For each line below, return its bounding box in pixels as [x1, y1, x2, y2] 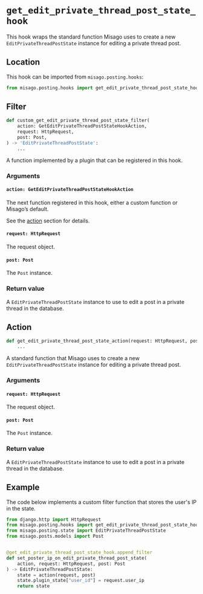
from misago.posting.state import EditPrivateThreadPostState [6, 528, 166, 534]
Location [6, 57, 40, 68]
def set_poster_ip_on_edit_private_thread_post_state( [6, 555, 147, 561]
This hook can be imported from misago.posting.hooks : [6, 73, 144, 80]
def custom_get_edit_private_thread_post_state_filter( [6, 117, 150, 124]
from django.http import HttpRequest [6, 516, 101, 523]
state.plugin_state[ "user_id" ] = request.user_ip [17, 578, 145, 584]
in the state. [6, 505, 36, 512]
